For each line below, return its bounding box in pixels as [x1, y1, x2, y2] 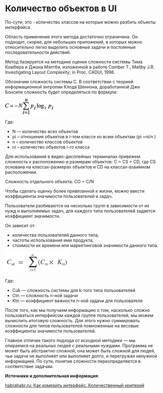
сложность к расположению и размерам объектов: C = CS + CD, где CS [5, 158, 156, 164]
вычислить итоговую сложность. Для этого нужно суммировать [5, 317, 140, 323]
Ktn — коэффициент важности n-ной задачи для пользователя [12, 298, 143, 304]
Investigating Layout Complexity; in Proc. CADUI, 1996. [5, 69, 116, 75]
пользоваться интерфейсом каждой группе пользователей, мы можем [5, 312, 154, 318]
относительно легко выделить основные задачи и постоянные [5, 44, 136, 50]
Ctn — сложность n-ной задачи [12, 292, 78, 298]
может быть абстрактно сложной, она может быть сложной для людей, [5, 348, 155, 353]
